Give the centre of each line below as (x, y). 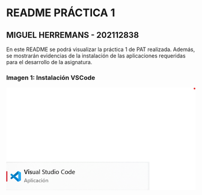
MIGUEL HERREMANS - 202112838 (73, 35)
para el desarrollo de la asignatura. (49, 62)
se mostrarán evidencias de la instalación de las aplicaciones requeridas (96, 56)
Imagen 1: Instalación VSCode (51, 77)
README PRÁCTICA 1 (61, 13)
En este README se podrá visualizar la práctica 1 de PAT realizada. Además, (101, 49)
